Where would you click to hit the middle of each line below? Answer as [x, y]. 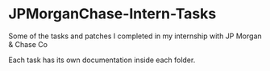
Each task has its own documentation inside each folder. [102, 60]
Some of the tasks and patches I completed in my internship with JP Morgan [135, 36]
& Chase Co [28, 44]
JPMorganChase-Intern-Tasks [112, 14]
